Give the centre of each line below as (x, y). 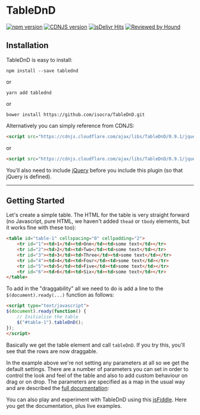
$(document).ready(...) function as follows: (60, 295)
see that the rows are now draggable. (52, 351)
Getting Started (35, 201)
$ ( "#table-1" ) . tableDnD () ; (50, 322)
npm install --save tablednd (42, 71)
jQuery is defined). (29, 177)
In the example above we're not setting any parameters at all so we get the (98, 363)
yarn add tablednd (29, 93)
